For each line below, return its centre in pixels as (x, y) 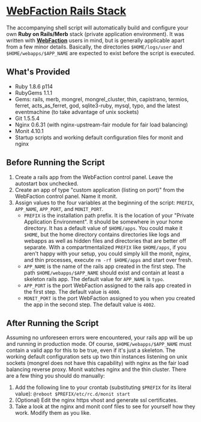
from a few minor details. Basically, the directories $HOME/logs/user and (94, 47)
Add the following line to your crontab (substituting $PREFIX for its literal (103, 387)
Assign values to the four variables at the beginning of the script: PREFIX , (104, 203)
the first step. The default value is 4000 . (72, 291)
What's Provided (38, 72)
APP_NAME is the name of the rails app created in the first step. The (105, 266)
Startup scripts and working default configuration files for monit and (99, 137)
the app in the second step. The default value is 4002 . (90, 305)
